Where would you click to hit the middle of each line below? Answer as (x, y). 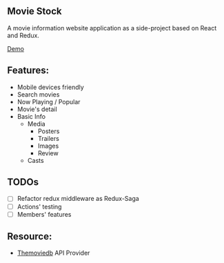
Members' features (44, 214)
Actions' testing (39, 206)
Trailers (49, 138)
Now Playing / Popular (49, 101)
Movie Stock (34, 11)
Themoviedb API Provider (53, 253)
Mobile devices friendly (50, 87)
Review (48, 153)
